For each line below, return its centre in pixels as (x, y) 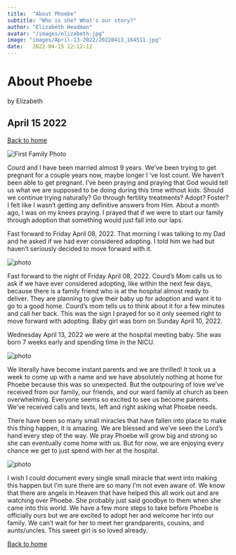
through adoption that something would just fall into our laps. (96, 220)
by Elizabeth (25, 101)
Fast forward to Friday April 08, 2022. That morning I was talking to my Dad (117, 233)
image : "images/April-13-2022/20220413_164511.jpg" (84, 40)
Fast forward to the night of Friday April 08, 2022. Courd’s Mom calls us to (115, 276)
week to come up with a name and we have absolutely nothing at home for (115, 377)
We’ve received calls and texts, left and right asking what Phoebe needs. (112, 407)
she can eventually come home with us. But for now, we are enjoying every (116, 443)
